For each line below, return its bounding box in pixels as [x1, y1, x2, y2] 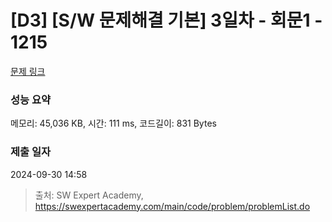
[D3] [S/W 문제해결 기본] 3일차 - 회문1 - [10, 9, 323, 32]
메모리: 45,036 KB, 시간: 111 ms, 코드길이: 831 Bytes [10, 117, 217, 130]
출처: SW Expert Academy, [34, 189, 144, 201]
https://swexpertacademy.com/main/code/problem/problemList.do [34, 200, 311, 212]
